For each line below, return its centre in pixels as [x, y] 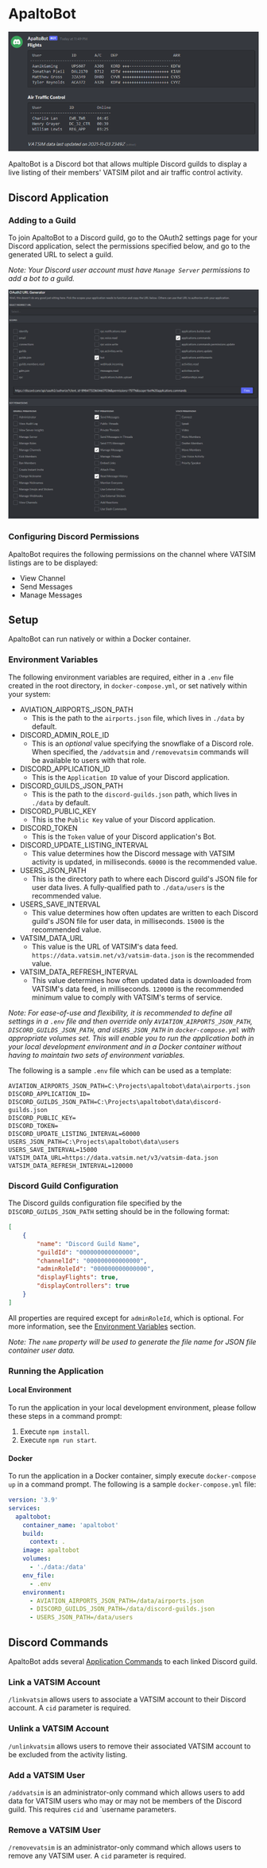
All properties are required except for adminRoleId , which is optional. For [126, 1318]
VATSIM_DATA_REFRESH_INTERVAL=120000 [71, 1165]
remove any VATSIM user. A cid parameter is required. [97, 1856]
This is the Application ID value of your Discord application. [131, 777]
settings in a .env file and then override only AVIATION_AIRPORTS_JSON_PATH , [130, 1021]
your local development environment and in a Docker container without [125, 1046]
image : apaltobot [51, 1550]
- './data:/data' [58, 1567]
